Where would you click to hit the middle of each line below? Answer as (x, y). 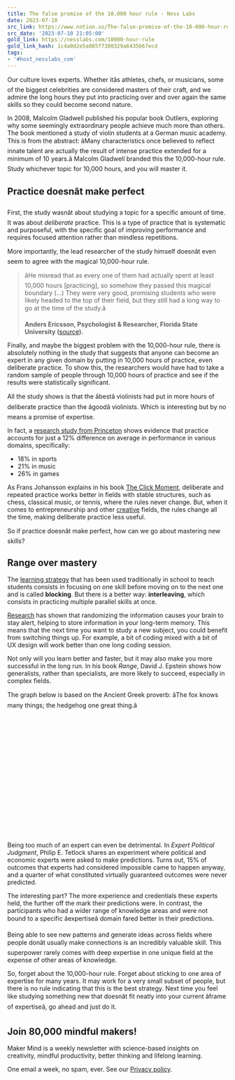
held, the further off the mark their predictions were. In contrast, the (105, 903)
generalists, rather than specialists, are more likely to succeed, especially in (116, 674)
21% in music (36, 466)
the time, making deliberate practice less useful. (76, 517)
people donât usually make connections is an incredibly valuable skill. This (114, 943)
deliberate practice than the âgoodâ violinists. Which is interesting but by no (117, 407)
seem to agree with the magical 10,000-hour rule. (78, 261)
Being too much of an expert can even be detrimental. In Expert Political (111, 845)
